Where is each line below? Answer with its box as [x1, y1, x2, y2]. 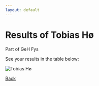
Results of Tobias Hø [5, 29, 94, 40]
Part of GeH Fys [5, 46, 39, 52]
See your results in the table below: [5, 56, 79, 62]
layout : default [5, 7, 40, 13]
